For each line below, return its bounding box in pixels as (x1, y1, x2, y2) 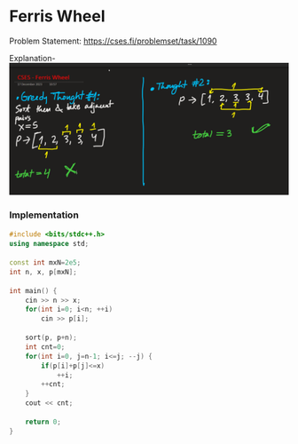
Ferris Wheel (9, 6, 106, 27)
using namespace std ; (9, 240, 90, 249)
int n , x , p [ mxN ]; (9, 267, 77, 276)
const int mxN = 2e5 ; (9, 258, 82, 267)
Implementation (9, 209, 80, 221)
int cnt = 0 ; (25, 342, 66, 352)
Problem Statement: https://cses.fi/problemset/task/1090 (9, 36, 217, 46)
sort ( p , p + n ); (25, 333, 77, 343)
